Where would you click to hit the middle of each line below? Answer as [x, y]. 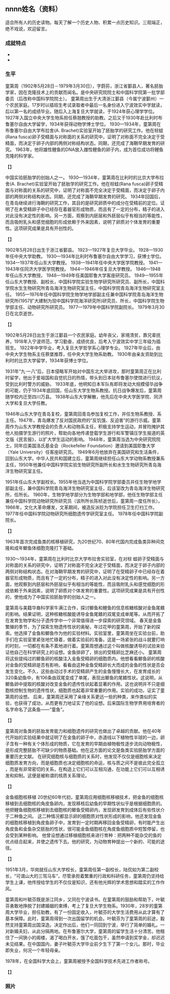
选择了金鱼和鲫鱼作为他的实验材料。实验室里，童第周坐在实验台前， [89, 633]
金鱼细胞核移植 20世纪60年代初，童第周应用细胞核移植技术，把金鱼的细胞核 [84, 797]
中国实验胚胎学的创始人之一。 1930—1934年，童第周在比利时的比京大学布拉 [85, 177]
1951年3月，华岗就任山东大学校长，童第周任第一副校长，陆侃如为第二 [78, 870]
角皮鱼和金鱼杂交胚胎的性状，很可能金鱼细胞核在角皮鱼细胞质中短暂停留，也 [85, 829]
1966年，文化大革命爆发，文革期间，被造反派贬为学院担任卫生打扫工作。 [81, 507]
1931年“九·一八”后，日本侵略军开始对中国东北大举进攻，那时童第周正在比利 [83, 371]
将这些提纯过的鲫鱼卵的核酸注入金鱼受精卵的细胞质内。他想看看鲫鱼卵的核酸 [85, 659]
